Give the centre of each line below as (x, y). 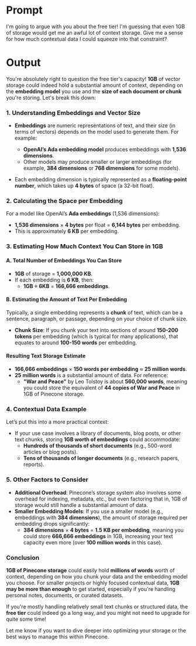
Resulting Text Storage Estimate (46, 356)
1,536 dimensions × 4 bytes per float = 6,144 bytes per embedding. (97, 225)
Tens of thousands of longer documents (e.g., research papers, (101, 458)
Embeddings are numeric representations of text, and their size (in (95, 126)
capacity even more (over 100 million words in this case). (93, 542)
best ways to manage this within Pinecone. (58, 637)
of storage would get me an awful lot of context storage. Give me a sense (94, 32)
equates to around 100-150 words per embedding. (76, 342)
